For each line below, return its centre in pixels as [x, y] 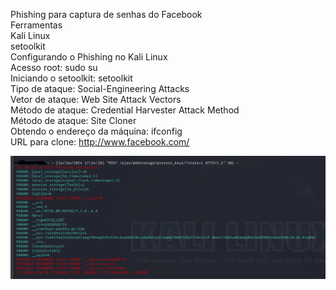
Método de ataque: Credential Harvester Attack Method [125, 110]
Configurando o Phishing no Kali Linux [89, 57]
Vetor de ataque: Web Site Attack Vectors [96, 99]
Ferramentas [36, 25]
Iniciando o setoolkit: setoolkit [71, 78]
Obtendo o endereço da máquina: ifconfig [96, 131]
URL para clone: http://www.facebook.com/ [100, 142]
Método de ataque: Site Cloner [73, 120]
